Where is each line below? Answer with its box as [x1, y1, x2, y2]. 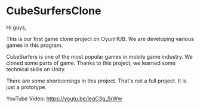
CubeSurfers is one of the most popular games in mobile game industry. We [6, 53, 193, 60]
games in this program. [6, 42, 63, 49]
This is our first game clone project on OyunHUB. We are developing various [6, 35, 194, 42]
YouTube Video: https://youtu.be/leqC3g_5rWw [6, 95, 122, 102]
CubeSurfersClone [6, 4, 101, 18]
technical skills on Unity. [6, 65, 66, 72]
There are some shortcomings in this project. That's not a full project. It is [6, 77, 187, 84]
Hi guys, [6, 24, 27, 31]
